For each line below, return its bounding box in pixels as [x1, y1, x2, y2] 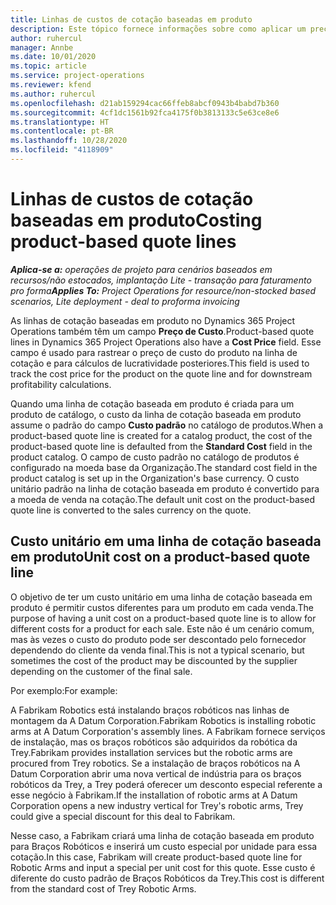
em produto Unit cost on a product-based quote [10, 549, 311, 566]
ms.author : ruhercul [10, 89, 97, 99]
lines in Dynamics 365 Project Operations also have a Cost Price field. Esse [10, 336, 322, 348]
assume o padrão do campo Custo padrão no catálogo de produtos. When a [10, 419, 324, 431]
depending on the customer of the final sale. [10, 665, 193, 677]
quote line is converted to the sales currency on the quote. [10, 504, 252, 516]
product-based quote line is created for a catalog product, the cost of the [10, 429, 313, 441]
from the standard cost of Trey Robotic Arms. [10, 882, 197, 895]
